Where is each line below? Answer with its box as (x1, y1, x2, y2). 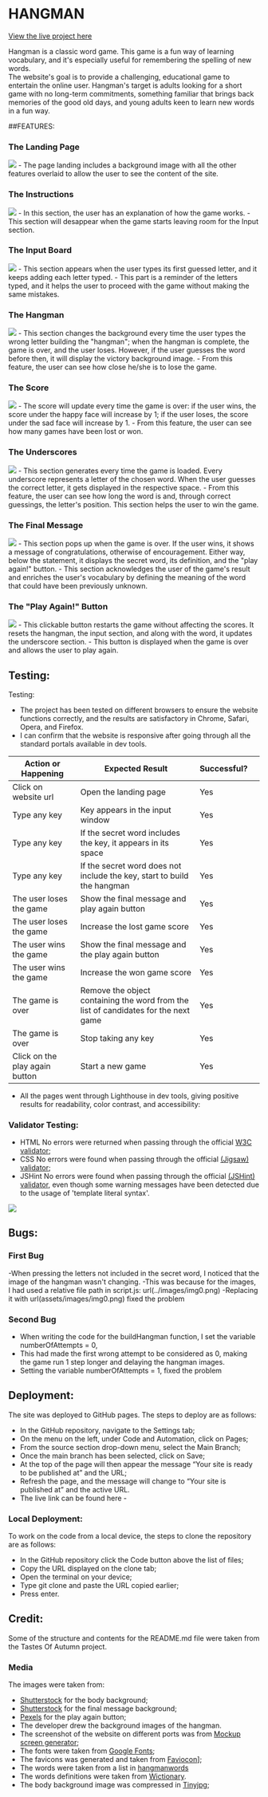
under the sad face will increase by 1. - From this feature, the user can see (8, 418, 253, 428)
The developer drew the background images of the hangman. (19, 1720, 222, 1731)
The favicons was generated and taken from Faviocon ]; (19, 1755, 203, 1764)
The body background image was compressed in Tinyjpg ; (19, 1780, 210, 1790)
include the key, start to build (80, 870, 189, 881)
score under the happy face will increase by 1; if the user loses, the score (8, 410, 249, 420)
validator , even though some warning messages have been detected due (19, 1180, 259, 1189)
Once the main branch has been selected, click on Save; (19, 1451, 206, 1460)
